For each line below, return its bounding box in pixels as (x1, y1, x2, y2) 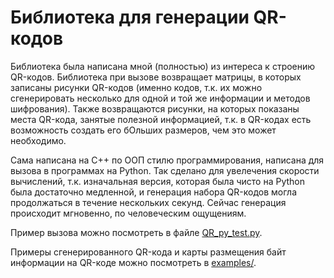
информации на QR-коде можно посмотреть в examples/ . (10, 256, 257, 268)
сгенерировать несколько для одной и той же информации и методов (10, 92, 311, 104)
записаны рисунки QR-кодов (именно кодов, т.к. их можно (10, 81, 263, 93)
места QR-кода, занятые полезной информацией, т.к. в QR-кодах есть (10, 113, 312, 125)
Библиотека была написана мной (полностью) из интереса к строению (10, 60, 316, 72)
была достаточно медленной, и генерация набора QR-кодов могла (10, 186, 297, 198)
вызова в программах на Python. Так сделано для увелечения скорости (10, 164, 320, 176)
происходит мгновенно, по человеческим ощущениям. (10, 207, 247, 219)
